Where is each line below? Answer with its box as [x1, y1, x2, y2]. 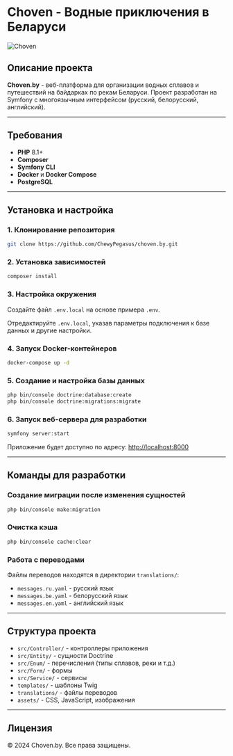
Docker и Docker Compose [17, 170, 97, 178]
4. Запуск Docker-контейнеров [7, 344, 117, 353]
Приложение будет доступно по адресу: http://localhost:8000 [7, 442, 189, 451]
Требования [7, 129, 62, 141]
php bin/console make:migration [7, 506, 101, 513]
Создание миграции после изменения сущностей [7, 490, 186, 500]
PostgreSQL [17, 177, 53, 186]
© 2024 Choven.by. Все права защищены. [7, 741, 131, 749]
